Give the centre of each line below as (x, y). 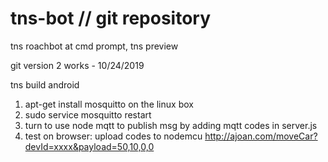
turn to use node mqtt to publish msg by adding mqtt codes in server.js (171, 125)
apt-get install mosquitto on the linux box (109, 104)
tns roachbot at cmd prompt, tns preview (94, 46)
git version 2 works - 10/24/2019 (77, 65)
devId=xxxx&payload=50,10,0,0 (89, 146)
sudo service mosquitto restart (88, 114)
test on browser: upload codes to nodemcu (113, 136)
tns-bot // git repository (111, 18)
